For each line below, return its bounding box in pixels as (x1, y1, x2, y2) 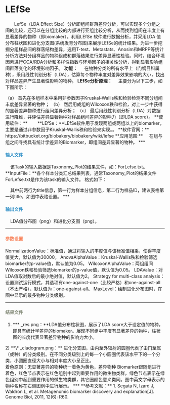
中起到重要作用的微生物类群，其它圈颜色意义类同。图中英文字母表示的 (18, 376, 165, 382)
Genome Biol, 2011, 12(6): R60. (5, 393, 69, 400)
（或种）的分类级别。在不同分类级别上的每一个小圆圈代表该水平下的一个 (5, 351, 156, 357)
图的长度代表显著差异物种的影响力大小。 (12, 334, 97, 340)
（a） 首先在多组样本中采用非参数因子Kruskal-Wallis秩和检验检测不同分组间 (5, 95, 163, 101)
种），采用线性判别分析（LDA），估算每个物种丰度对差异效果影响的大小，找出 (5, 71, 165, 77)
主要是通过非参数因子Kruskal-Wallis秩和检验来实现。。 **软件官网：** (5, 126, 149, 132)
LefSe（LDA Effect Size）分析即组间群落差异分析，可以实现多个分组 (14, 21, 156, 27)
